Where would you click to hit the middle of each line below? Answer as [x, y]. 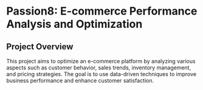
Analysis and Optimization [74, 24]
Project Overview [40, 47]
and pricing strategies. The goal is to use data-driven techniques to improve [101, 74]
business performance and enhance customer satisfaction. [80, 81]
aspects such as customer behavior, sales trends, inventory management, [99, 67]
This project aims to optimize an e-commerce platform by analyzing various [101, 61]
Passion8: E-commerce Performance [102, 11]
